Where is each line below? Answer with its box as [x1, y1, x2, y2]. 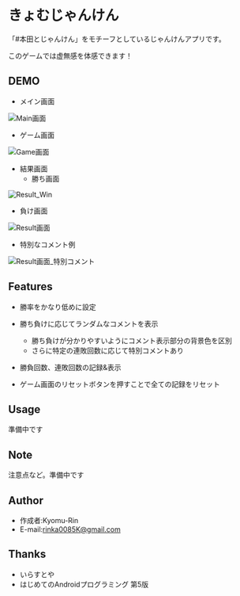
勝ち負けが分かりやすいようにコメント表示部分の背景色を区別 [31, 335, 233, 345]
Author [8, 494, 43, 507]
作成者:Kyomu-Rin [19, 516, 79, 525]
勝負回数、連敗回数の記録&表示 [19, 362, 122, 372]
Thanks [8, 548, 47, 561]
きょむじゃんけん [8, 6, 120, 25]
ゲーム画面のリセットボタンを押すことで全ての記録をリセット [19, 379, 220, 388]
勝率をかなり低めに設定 [19, 302, 96, 311]
